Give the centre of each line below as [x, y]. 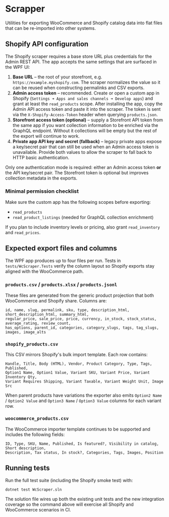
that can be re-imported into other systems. [50, 28]
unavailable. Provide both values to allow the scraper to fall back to [82, 152]
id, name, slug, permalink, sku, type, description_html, [67, 310]
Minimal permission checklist [42, 191]
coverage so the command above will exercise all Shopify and [69, 504]
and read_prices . [23, 233]
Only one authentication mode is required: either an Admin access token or [83, 167]
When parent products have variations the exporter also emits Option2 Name [84, 396]
